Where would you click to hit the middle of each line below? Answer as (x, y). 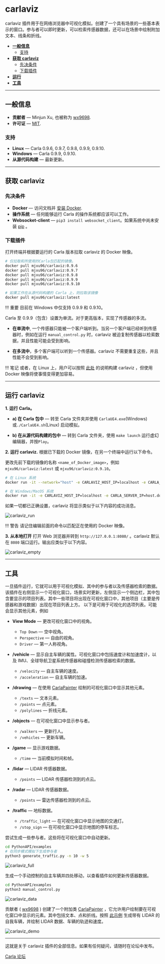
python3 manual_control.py (33, 889)
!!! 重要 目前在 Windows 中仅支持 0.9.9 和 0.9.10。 (55, 308)
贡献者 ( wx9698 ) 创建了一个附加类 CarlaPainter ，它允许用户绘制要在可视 (81, 909)
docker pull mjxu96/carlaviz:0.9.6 (41, 266)
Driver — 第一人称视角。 (45, 644)
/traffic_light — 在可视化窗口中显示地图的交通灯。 (73, 821)
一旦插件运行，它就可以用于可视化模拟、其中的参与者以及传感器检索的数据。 (82, 586)
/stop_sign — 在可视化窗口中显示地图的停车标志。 (70, 827)
